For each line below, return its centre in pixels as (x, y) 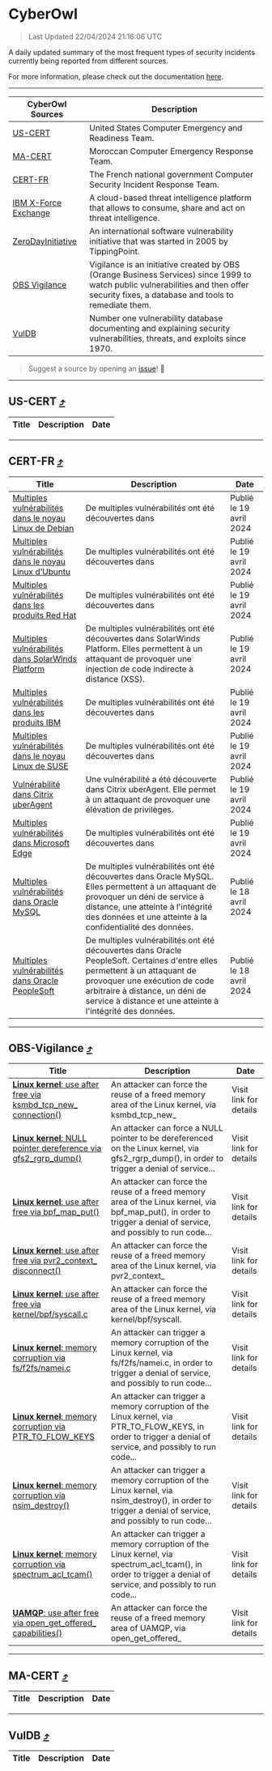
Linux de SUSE (40, 766)
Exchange (32, 213)
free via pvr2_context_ (55, 1261)
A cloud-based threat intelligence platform (170, 198)
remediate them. (120, 304)
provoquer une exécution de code (150, 981)
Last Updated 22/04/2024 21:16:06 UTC (95, 36)
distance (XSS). (115, 679)
